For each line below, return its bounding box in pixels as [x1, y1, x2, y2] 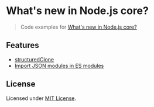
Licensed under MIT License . [6, 95, 77, 102]
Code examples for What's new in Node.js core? [20, 23, 137, 30]
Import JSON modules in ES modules [14, 62, 104, 69]
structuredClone [14, 56, 54, 63]
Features [6, 40, 39, 50]
